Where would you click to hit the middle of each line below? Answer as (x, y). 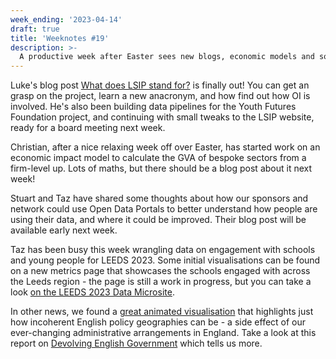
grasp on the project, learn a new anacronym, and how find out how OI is (160, 96)
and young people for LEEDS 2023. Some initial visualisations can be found (165, 260)
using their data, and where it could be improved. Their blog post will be (158, 220)
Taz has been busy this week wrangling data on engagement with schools (163, 250)
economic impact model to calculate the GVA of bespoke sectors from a (158, 158)
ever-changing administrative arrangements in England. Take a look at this (163, 333)
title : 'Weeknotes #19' (60, 38)
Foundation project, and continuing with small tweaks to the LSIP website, (162, 117)
